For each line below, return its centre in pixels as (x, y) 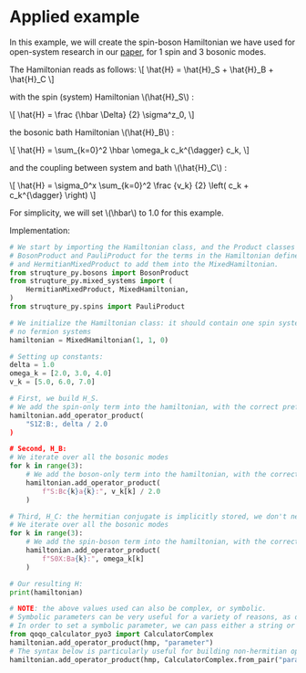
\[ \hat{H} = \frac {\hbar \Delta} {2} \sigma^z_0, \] (102, 114)
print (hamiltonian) (46, 592)
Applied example (75, 17)
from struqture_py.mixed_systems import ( (91, 281)
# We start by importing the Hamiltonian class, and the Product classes (153, 247)
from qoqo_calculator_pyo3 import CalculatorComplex (112, 635)
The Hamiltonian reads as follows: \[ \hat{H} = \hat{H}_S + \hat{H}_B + (142, 69)
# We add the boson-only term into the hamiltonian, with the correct (163, 475)
